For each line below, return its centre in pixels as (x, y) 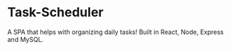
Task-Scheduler (55, 12)
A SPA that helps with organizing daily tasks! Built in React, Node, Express (116, 32)
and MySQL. (26, 39)
